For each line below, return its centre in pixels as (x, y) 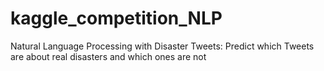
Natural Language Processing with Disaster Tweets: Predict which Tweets (162, 46)
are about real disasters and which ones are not (108, 56)
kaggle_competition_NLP (116, 18)
